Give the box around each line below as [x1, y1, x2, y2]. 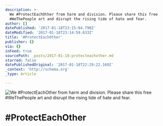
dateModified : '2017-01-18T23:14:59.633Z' [5, 30, 94, 35]
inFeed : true [5, 48, 32, 53]
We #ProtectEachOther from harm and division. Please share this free [9, 12, 158, 17]
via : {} [5, 44, 21, 49]
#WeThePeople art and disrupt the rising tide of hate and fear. [9, 16, 147, 21]
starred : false [5, 58, 37, 63]
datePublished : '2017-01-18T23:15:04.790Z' [5, 26, 96, 31]
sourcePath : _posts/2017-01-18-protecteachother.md [5, 53, 114, 58]
